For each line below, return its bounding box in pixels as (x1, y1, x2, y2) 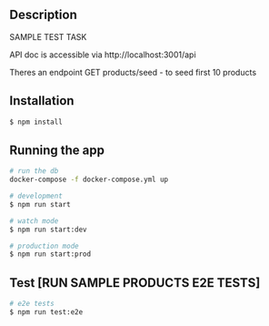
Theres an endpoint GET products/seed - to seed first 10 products (9, 66, 257, 77)
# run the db (9, 167, 59, 176)
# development (9, 191, 64, 201)
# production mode (9, 241, 79, 250)
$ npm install (9, 117, 64, 127)
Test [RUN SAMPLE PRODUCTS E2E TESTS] (9, 275, 261, 290)
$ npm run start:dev (9, 225, 88, 234)
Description (9, 7, 77, 23)
